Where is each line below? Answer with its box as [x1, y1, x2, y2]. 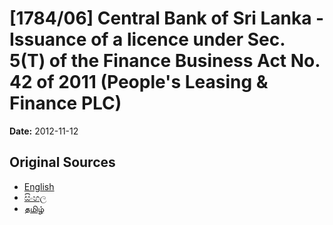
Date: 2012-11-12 [9, 125, 79, 137]
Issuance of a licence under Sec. [9, 28, 286, 51]
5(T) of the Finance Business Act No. [9, 50, 321, 72]
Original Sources [9, 154, 116, 171]
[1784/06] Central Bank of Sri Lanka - [9, 7, 325, 30]
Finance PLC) [9, 92, 122, 115]
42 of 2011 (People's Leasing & [9, 71, 269, 94]
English [23, 180, 55, 192]
